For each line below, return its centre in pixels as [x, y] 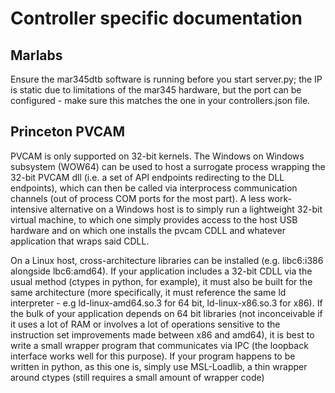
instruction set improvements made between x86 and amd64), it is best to [162, 334]
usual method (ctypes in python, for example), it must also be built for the [161, 281]
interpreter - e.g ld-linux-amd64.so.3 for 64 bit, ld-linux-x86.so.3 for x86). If [166, 303]
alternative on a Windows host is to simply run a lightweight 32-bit [186, 209]
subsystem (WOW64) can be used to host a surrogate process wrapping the [168, 166]
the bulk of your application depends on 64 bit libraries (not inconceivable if [166, 313]
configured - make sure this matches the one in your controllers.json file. [160, 100]
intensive [29, 209]
